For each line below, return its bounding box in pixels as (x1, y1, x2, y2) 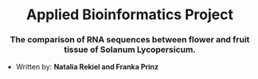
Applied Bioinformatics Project (26, 6, 233, 24)
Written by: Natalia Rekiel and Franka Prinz (15, 62, 159, 72)
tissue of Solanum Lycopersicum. (63, 44, 197, 55)
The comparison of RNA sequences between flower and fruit (10, 34, 250, 45)
